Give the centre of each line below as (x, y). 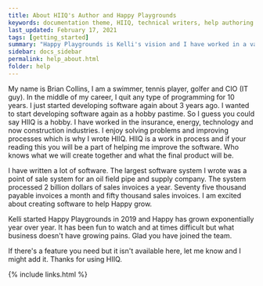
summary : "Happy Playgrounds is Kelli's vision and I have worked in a (127, 45)
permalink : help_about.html (54, 60)
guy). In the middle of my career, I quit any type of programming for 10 (121, 97)
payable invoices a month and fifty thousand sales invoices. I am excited (125, 195)
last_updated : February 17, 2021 (63, 30)
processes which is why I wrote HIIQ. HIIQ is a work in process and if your (127, 139)
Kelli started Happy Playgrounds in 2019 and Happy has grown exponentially (131, 219)
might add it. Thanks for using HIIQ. (65, 259)
